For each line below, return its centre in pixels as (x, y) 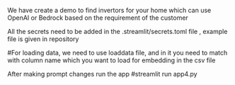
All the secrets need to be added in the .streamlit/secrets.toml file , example (117, 32)
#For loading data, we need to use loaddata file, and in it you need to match (117, 53)
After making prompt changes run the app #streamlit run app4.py (102, 74)
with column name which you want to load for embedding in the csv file (111, 60)
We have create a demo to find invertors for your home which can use (109, 10)
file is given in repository (43, 39)
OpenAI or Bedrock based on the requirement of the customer (98, 18)
